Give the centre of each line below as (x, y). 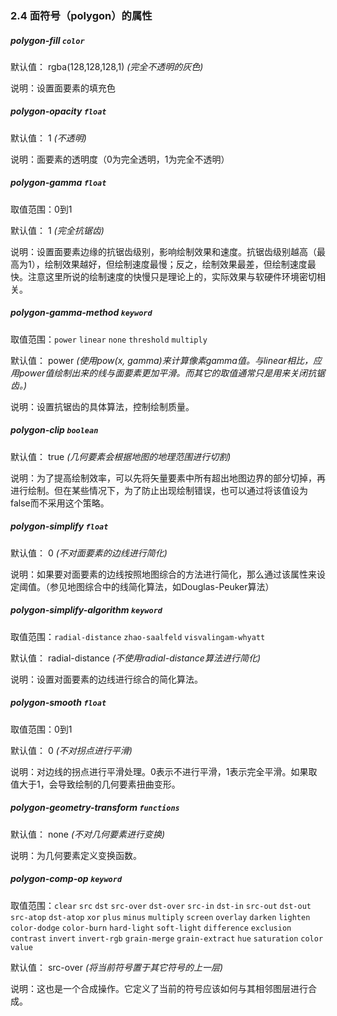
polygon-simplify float (59, 526)
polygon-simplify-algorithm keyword (86, 610)
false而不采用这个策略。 (60, 503)
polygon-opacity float (58, 111)
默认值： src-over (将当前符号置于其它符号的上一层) (117, 967)
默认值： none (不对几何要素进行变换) (88, 834)
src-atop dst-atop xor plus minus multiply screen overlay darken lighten (160, 917)
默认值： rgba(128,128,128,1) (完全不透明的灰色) (107, 66)
